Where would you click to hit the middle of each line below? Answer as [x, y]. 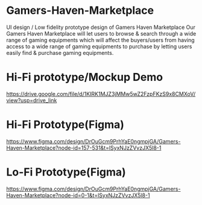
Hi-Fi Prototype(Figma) [65, 125]
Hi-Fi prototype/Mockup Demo [85, 77]
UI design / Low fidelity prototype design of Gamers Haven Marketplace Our [101, 27]
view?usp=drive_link [32, 100]
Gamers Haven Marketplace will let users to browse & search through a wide [101, 33]
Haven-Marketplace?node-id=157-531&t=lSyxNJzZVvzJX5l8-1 [84, 148]
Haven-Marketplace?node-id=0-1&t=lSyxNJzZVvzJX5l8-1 [78, 195]
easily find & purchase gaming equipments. [60, 52]
